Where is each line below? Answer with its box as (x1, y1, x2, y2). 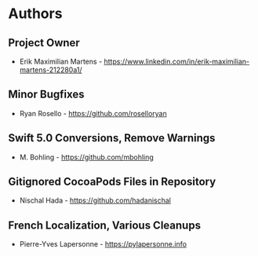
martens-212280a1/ (19, 65, 82, 75)
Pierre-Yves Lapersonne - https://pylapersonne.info (19, 240, 187, 249)
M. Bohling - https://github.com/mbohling (19, 152, 154, 162)
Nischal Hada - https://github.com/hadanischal (19, 196, 171, 205)
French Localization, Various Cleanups (8, 218, 202, 232)
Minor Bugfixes (8, 88, 85, 101)
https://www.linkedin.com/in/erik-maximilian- (104, 57, 250, 66)
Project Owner (8, 36, 80, 49)
